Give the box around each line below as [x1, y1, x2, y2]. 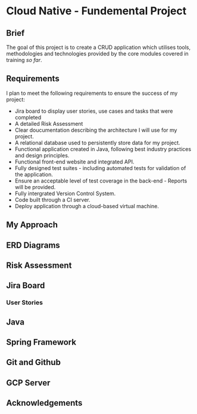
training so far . [6, 57, 43, 63]
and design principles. [14, 152, 70, 159]
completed [14, 113, 42, 121]
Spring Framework [6, 337, 76, 347]
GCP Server [6, 378, 51, 388]
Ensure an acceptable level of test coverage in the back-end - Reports [14, 177, 187, 184]
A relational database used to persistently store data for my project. [14, 139, 180, 146]
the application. [14, 171, 54, 178]
